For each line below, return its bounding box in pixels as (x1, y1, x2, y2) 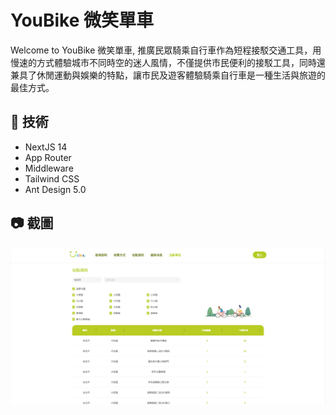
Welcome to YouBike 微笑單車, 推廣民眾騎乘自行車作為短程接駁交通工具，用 (10, 44, 322, 56)
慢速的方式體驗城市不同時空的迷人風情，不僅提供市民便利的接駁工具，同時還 (10, 56, 326, 68)
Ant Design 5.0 (24, 183, 87, 195)
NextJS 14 (24, 141, 68, 153)
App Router (24, 151, 72, 163)
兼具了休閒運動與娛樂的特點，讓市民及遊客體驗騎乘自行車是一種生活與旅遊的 (10, 69, 326, 81)
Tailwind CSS (24, 172, 80, 185)
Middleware (24, 162, 74, 174)
